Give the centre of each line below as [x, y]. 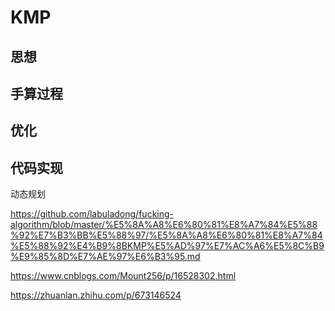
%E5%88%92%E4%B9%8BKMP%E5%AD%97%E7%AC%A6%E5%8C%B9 [167, 246]
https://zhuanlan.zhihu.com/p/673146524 [96, 295]
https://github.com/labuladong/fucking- [92, 214]
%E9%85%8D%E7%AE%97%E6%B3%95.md [105, 257]
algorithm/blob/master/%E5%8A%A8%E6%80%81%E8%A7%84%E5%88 [164, 225]
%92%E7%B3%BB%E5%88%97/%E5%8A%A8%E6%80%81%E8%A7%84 [166, 235]
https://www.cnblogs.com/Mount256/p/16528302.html [123, 276]
